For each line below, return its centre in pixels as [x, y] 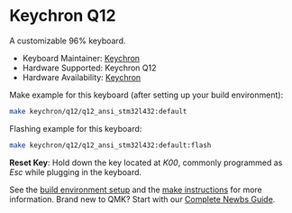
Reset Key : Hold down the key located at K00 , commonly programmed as [146, 162]
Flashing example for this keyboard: [76, 128]
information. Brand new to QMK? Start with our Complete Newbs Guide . [142, 199]
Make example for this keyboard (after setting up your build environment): [146, 95]
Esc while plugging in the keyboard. [76, 171]
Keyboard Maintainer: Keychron [81, 58]
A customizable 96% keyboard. [68, 41]
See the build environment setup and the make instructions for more [136, 190]
